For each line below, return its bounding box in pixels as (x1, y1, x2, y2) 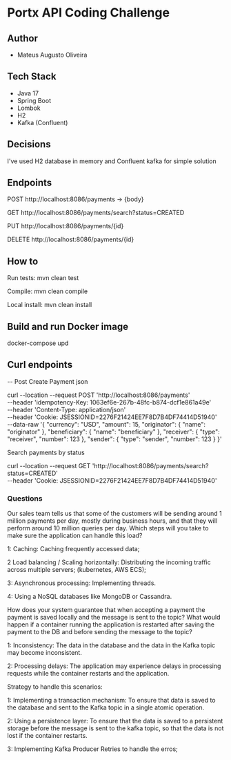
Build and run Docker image (7, 320, 129, 333)
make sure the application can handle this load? (7, 531, 143, 540)
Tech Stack (7, 71, 57, 82)
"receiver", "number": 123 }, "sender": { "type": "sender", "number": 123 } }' (7, 434, 222, 443)
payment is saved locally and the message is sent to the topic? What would (7, 613, 221, 622)
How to (7, 255, 39, 267)
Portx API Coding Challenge (7, 5, 170, 21)
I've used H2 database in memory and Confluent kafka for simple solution (7, 157, 217, 165)
